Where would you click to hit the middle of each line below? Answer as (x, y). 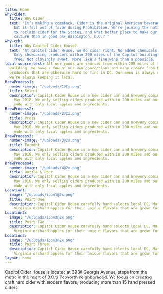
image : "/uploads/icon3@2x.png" (42, 240)
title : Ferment (25, 145)
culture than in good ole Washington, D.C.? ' (62, 37)
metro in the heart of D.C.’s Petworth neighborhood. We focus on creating (79, 277)
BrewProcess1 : (19, 82)
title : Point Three (29, 244)
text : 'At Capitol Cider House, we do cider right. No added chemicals (83, 50)
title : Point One (27, 199)
